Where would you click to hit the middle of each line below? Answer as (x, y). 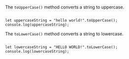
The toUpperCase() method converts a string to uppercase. (65, 7)
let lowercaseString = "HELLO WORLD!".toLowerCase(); (62, 47)
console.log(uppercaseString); (37, 25)
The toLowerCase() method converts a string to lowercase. (64, 34)
